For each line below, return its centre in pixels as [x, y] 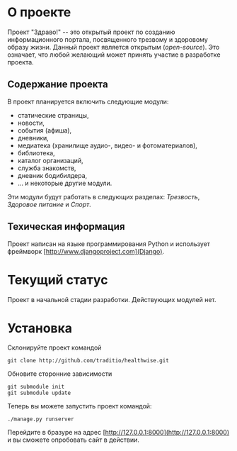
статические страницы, [53, 115]
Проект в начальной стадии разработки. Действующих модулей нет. [112, 299]
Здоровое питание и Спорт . [50, 204]
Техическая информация [66, 227]
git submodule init [36, 387]
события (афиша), [45, 130]
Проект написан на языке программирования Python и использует [109, 244]
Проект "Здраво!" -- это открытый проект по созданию [91, 32]
